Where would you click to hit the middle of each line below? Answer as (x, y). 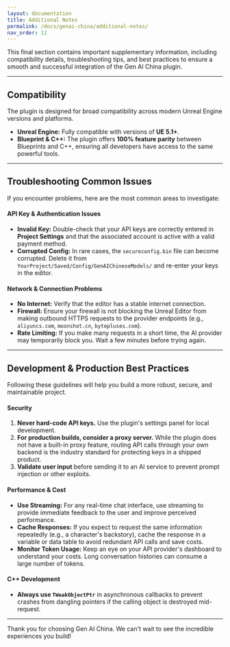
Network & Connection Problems (55, 288)
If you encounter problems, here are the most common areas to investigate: (114, 198)
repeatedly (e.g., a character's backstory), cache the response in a (111, 534)
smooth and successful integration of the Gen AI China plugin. (95, 67)
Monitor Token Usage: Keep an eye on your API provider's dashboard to (119, 549)
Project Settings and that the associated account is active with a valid (116, 237)
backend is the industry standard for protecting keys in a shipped (109, 452)
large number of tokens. (51, 563)
